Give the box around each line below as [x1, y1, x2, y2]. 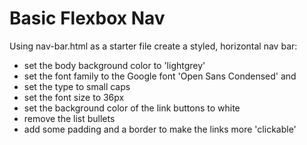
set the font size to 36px [23, 91, 125, 103]
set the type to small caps [23, 80, 131, 92]
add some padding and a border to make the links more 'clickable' [23, 123, 297, 135]
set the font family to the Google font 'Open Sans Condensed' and [23, 70, 297, 82]
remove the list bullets [23, 112, 116, 124]
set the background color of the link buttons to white [23, 102, 241, 114]
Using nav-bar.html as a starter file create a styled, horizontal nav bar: [9, 40, 298, 52]
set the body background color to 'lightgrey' [23, 59, 206, 71]
